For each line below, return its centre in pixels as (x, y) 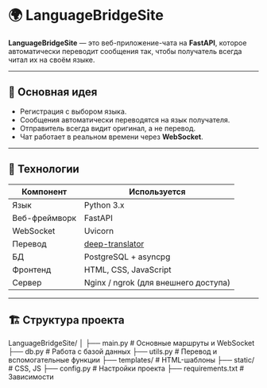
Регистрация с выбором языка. (73, 111)
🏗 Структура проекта (66, 320)
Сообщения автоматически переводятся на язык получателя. (125, 119)
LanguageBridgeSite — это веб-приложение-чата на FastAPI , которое (128, 43)
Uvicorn (99, 231)
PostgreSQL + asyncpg (127, 257)
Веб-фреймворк (44, 218)
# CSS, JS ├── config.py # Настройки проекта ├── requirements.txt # (126, 369)
